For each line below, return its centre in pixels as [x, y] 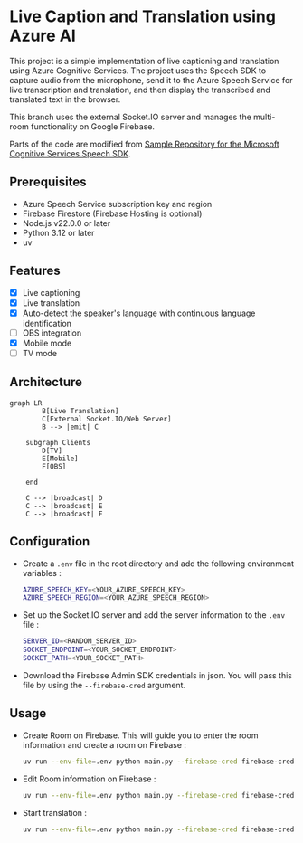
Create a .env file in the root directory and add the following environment [158, 564]
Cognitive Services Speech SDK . [70, 153]
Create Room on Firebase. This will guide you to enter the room [140, 735]
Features [35, 271]
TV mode [39, 353]
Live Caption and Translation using [142, 17]
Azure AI [43, 36]
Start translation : [55, 812]
